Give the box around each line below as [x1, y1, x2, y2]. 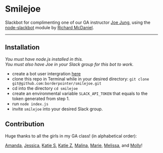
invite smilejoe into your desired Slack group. [12, 106, 103, 112]
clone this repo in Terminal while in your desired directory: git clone [12, 76, 149, 82]
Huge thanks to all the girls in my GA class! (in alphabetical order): [5, 133, 137, 139]
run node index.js [12, 101, 49, 106]
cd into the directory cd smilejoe [12, 85, 78, 91]
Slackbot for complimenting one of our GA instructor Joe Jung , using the [5, 19, 150, 25]
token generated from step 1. [12, 96, 70, 102]
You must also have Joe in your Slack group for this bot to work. [5, 61, 134, 67]
